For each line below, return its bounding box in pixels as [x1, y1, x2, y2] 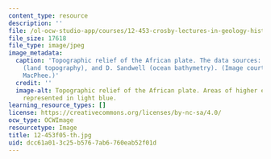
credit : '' [15, 79, 52, 87]
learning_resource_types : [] [8, 101, 106, 109]
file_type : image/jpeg [8, 42, 85, 50]
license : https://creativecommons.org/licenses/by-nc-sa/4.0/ [8, 109, 222, 117]
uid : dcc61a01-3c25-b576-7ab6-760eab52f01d [8, 138, 157, 147]
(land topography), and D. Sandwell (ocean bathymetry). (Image [23, 64, 244, 72]
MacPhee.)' [23, 71, 60, 79]
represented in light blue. [23, 94, 117, 102]
